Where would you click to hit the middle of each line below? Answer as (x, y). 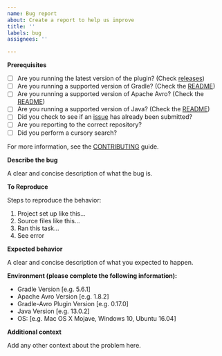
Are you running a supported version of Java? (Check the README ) (113, 109)
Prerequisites (27, 65)
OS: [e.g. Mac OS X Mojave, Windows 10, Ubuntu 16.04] (96, 318)
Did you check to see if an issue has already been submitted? (104, 117)
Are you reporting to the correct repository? (79, 124)
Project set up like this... (52, 213)
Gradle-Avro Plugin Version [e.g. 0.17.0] (73, 303)
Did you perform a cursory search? (67, 133)
